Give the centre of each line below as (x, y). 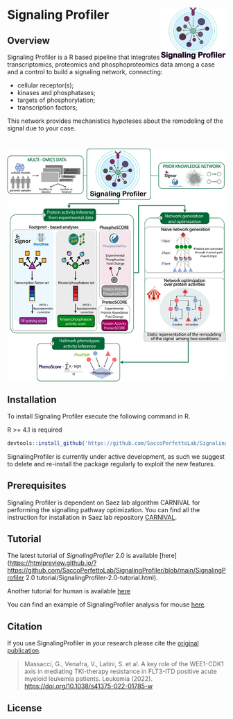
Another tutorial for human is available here (69, 591)
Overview (29, 41)
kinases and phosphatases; (56, 93)
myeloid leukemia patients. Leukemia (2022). (88, 679)
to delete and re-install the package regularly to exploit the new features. (111, 464)
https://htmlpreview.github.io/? (53, 563)
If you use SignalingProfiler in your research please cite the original (103, 643)
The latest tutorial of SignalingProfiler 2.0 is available (83, 556)
